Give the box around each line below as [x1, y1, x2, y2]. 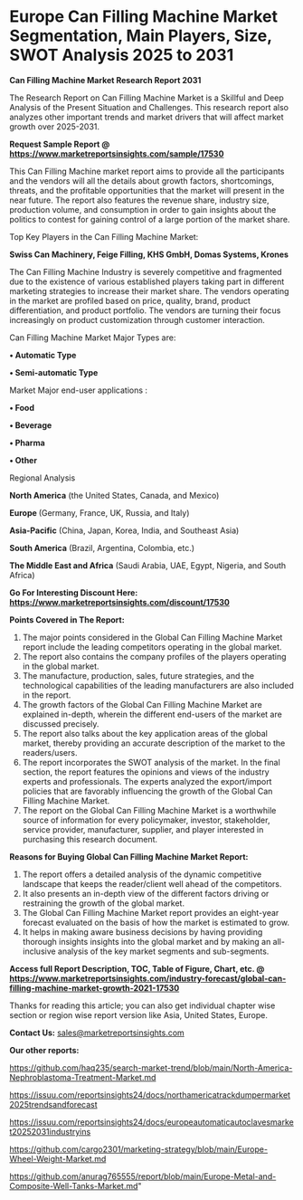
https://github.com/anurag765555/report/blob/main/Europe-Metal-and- [9, 1170, 277, 1182]
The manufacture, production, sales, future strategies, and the [22, 670, 255, 681]
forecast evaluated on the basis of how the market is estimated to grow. [22, 917, 289, 928]
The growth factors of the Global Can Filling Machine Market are [22, 699, 262, 710]
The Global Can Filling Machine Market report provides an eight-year [22, 907, 279, 918]
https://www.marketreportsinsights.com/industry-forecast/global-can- [9, 973, 287, 984]
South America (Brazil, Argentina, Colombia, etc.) [9, 542, 195, 553]
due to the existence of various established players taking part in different [9, 276, 285, 287]
